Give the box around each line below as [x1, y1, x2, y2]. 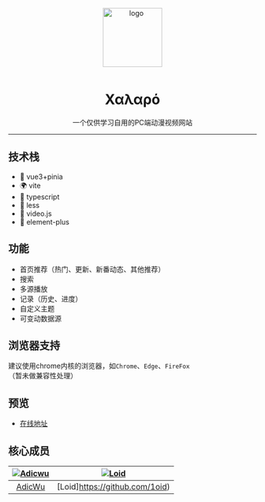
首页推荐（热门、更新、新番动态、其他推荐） [19, 264, 166, 273]
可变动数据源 [19, 314, 62, 323]
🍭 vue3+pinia [19, 172, 63, 181]
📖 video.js [19, 209, 53, 218]
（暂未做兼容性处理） [8, 371, 77, 381]
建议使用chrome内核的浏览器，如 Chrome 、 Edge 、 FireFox [8, 361, 190, 370]
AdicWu [16, 482, 46, 492]
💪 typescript [19, 192, 60, 201]
